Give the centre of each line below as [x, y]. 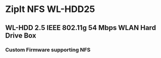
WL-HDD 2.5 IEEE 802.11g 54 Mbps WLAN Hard [81, 28]
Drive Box [21, 35]
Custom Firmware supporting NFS [48, 49]
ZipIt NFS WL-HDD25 [50, 9]
